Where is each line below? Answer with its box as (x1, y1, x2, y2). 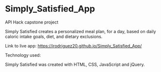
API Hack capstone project (5, 19, 59, 25)
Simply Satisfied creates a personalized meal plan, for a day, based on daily (5, 28, 156, 34)
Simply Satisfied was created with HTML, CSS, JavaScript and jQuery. (5, 61, 145, 67)
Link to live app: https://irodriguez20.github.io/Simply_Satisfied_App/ (5, 43, 142, 48)
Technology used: (5, 52, 41, 58)
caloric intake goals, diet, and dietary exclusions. (5, 34, 103, 39)
